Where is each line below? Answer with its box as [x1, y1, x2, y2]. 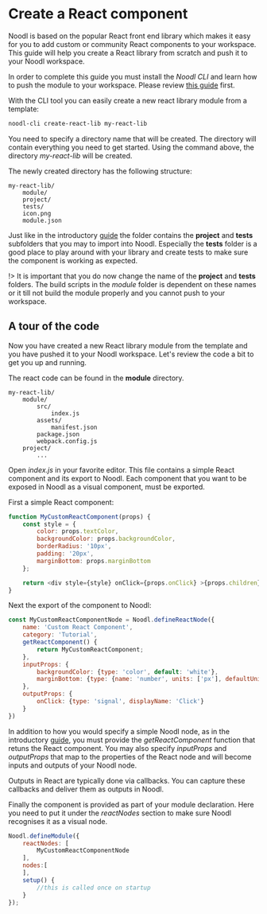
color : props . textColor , [37, 527, 119, 535]
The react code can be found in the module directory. [8, 373, 184, 383]
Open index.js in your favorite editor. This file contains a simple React [8, 465, 235, 474]
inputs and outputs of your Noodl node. [8, 760, 137, 770]
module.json [22, 216, 62, 224]
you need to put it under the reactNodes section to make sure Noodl [8, 808, 232, 818]
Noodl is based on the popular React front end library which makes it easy [8, 31, 251, 41]
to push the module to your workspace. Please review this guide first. [8, 80, 236, 90]
